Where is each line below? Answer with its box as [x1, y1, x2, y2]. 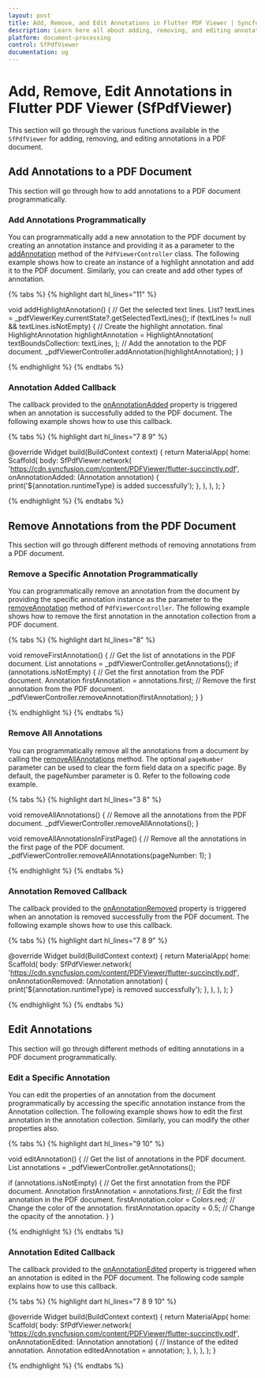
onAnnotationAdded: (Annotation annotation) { [8, 472, 159, 483]
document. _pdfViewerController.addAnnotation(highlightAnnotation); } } [8, 347, 244, 357]
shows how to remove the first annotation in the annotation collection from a [8, 611, 256, 621]
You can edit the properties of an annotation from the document [8, 1090, 216, 1100]
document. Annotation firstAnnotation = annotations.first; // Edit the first [8, 1187, 242, 1196]
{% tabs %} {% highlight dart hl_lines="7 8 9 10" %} [8, 1297, 177, 1306]
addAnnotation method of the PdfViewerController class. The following [8, 249, 240, 259]
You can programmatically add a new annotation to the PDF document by [8, 233, 246, 242]
